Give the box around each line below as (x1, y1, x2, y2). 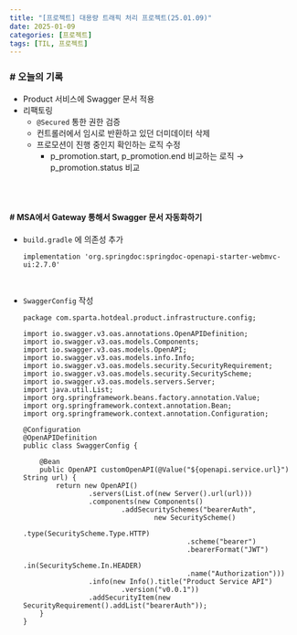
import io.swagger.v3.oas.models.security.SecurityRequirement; (22, 361, 273, 370)
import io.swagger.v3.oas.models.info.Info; (22, 353, 196, 362)
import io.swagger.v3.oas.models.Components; (22, 337, 199, 346)
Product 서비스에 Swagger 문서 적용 (22, 93, 155, 104)
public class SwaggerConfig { (22, 440, 139, 450)
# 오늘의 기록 (9, 70, 64, 83)
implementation (22, 252, 81, 261)
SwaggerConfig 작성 (22, 294, 94, 306)
